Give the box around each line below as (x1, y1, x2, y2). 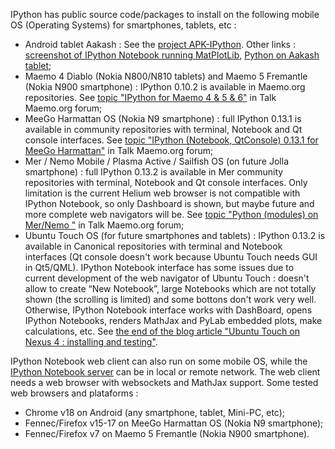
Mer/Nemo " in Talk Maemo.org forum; (24, 219, 185, 231)
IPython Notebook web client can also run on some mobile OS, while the (10, 355, 308, 367)
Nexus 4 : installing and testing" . (24, 336, 158, 348)
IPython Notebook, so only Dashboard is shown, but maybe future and (24, 198, 315, 209)
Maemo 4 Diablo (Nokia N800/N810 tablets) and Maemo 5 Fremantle (24, 70, 308, 82)
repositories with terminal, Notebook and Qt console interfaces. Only (24, 177, 308, 188)
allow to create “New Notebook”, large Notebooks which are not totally (24, 283, 317, 294)
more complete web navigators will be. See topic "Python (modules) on (24, 209, 319, 220)
